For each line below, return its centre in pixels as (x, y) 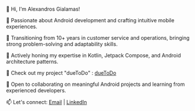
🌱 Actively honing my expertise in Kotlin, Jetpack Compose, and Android (94, 55)
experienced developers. (36, 90)
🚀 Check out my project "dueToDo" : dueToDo (61, 73)
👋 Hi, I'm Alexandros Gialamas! (43, 9)
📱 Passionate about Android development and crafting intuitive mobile (90, 20)
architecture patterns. (32, 62)
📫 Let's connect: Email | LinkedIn (47, 102)
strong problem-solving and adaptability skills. (62, 44)
